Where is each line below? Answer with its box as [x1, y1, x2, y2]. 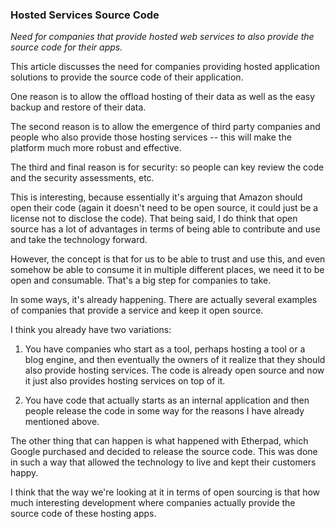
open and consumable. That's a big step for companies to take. [10, 274, 272, 287]
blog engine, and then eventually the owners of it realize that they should [24, 354, 326, 366]
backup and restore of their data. [10, 101, 147, 113]
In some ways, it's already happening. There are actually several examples [10, 294, 318, 306]
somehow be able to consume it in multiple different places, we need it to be [10, 264, 325, 276]
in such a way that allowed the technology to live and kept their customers [10, 456, 317, 468]
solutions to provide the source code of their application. [10, 71, 244, 83]
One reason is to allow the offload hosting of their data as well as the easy [10, 91, 316, 103]
